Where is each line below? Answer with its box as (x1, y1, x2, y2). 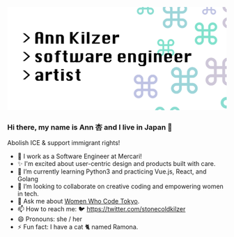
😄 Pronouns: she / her (17, 215, 82, 223)
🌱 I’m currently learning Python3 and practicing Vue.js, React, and (17, 167, 207, 176)
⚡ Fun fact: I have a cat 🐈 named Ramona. (17, 223, 139, 231)
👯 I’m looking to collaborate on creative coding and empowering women (17, 182, 224, 191)
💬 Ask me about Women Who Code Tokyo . (17, 197, 140, 206)
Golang (17, 175, 38, 183)
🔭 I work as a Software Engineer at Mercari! (17, 152, 143, 160)
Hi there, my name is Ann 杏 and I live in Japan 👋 (7, 122, 173, 132)
